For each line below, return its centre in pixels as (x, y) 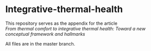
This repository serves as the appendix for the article (61, 23)
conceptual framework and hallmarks (45, 34)
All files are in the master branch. (40, 43)
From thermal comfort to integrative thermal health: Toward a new (75, 28)
